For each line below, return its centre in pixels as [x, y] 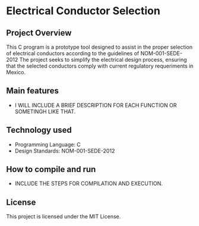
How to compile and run [51, 169]
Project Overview [39, 33]
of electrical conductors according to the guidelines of [73, 53]
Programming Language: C [48, 144]
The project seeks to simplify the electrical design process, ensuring [103, 60]
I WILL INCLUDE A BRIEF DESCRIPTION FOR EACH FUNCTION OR [96, 105]
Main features [33, 91]
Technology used [39, 130]
